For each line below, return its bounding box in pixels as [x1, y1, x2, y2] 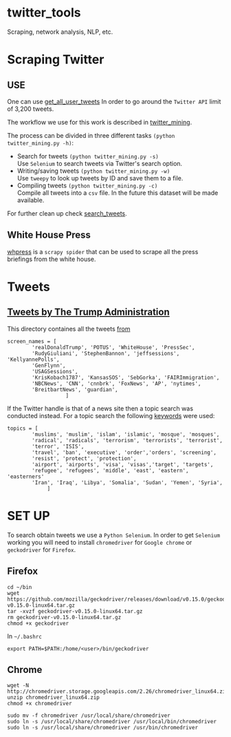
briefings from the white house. [7, 255, 96, 263]
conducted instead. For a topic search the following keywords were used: [7, 411, 215, 419]
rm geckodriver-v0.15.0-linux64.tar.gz [7, 614, 122, 621]
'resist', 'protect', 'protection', [32, 455, 137, 462]
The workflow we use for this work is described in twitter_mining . [7, 118, 192, 126]
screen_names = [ [7, 338, 57, 345]
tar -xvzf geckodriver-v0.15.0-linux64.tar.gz [7, 608, 143, 614]
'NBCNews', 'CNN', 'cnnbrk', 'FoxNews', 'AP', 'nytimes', [32, 380, 201, 387]
